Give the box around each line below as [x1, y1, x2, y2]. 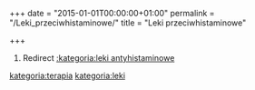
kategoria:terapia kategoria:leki [9, 70, 125, 81]
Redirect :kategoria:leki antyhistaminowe [22, 53, 175, 63]
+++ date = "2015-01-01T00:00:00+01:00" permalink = [9, 8, 215, 18]
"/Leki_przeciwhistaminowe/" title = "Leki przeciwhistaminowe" [9, 17, 247, 28]
